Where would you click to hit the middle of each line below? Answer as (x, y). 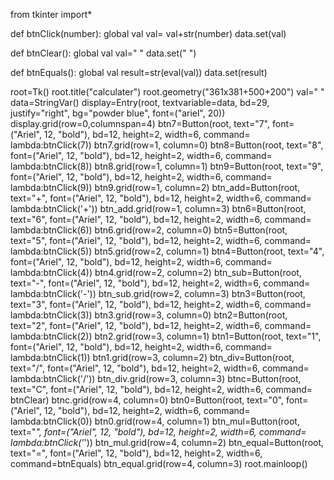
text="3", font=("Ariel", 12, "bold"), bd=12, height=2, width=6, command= (161, 304)
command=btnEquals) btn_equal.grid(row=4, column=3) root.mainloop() (159, 463)
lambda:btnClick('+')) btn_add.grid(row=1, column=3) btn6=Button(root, (158, 208)
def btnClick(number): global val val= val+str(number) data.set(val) (148, 33)
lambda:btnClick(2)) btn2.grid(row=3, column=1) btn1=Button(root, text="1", (166, 336)
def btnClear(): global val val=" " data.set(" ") (103, 53)
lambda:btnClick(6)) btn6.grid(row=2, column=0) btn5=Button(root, (149, 230)
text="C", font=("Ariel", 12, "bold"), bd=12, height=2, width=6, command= (161, 389)
